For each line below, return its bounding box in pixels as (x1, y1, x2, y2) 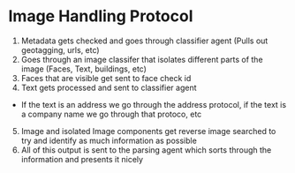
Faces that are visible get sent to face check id (20, 72, 192, 83)
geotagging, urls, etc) (20, 44, 100, 55)
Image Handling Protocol (8, 6, 193, 26)
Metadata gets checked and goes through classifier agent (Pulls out (20, 35, 269, 46)
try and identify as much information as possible (20, 135, 198, 146)
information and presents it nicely (20, 154, 143, 164)
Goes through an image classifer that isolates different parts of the (20, 54, 263, 64)
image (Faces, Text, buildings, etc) (20, 64, 147, 74)
